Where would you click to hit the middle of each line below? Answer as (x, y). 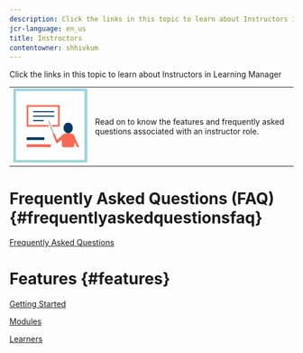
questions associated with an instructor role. (177, 131)
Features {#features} (90, 279)
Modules (26, 321)
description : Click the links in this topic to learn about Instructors (149, 19)
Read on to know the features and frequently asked (189, 121)
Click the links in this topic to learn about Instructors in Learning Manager (146, 74)
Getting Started (38, 304)
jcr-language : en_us (48, 28)
